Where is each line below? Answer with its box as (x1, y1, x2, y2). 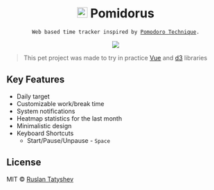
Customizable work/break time (16, 99, 105, 107)
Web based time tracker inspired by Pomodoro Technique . (31, 28, 200, 35)
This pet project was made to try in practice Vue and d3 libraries (23, 53, 208, 62)
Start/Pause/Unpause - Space (26, 136, 111, 144)
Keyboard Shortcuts (16, 129, 74, 137)
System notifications (16, 107, 75, 115)
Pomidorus (90, 6, 155, 21)
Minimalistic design (16, 121, 72, 130)
